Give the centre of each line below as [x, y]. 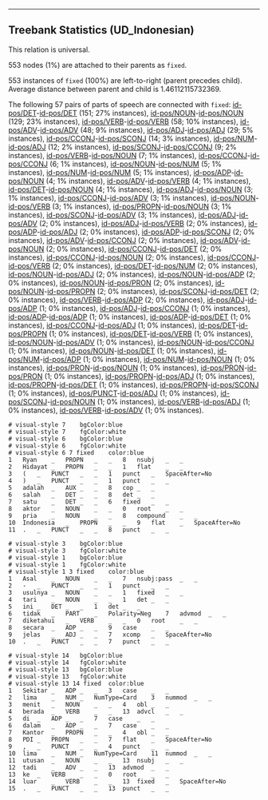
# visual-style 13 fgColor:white [67, 676]
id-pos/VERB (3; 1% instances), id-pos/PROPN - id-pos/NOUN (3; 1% [120, 206]
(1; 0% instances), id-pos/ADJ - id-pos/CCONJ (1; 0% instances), [144, 308]
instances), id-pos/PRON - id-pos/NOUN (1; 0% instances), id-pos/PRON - [128, 368]
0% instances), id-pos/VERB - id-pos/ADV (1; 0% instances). [106, 410]
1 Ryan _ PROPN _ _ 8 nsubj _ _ [96, 460]
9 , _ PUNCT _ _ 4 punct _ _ [89, 746]
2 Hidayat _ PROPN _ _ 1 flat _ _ [96, 467]
